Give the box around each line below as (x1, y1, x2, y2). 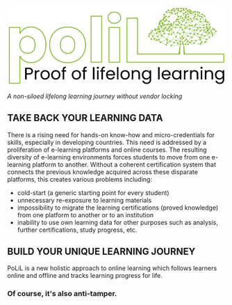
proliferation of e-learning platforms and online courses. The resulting (7, 146, 207, 154)
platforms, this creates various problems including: (7, 175, 153, 183)
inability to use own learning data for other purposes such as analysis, (17, 218, 219, 226)
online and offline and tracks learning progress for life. (7, 272, 163, 280)
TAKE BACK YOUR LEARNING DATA (7, 112, 163, 124)
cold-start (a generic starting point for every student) (17, 188, 169, 197)
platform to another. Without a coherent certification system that (32, 160, 217, 169)
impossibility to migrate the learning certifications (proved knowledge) (17, 203, 219, 212)
